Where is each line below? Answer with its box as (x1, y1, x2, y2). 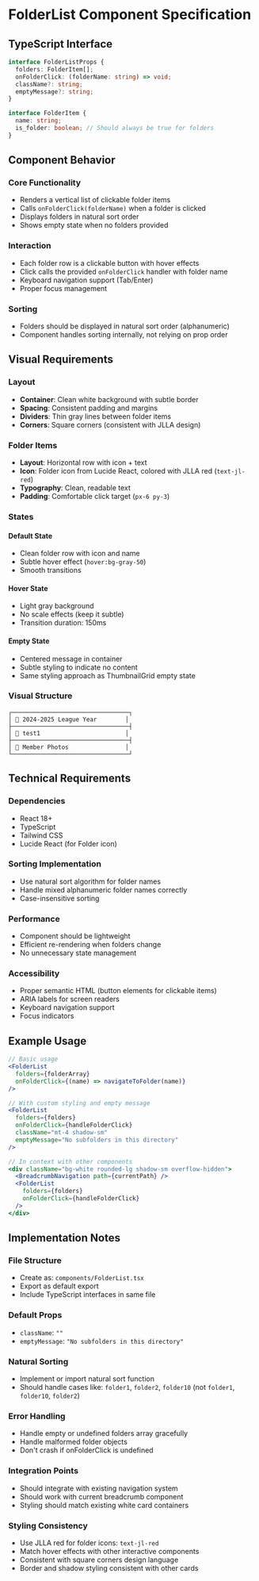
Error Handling (8, 1410, 66, 1422)
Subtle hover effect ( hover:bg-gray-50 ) (19, 557, 147, 566)
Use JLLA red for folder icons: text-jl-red (19, 1537, 159, 1548)
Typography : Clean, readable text (19, 483, 131, 493)
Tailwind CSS (19, 831, 63, 840)
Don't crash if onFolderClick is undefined (19, 1445, 154, 1455)
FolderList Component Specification (8, 6, 252, 24)
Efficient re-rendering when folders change (19, 940, 162, 950)
